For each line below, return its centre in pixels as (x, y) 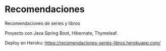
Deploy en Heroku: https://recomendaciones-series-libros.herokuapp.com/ (83, 43)
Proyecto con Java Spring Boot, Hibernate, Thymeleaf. (61, 33)
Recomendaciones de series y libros (42, 23)
